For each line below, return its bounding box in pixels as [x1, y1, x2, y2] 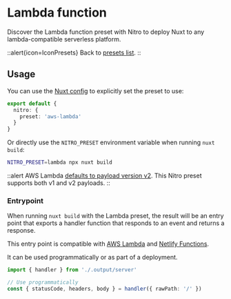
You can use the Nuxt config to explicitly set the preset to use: [7, 86, 184, 95]
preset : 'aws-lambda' [19, 113, 81, 120]
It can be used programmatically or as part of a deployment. [7, 253, 178, 262]
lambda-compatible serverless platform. [7, 35, 121, 43]
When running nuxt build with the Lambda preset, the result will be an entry [7, 212, 224, 220]
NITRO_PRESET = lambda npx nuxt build [7, 159, 112, 166]
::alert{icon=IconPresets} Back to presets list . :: [7, 48, 141, 57]
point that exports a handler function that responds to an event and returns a [7, 219, 225, 227]
